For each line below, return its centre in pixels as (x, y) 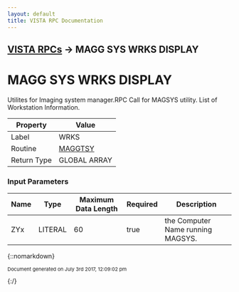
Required (142, 204)
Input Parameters (38, 181)
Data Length (97, 209)
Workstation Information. (44, 107)
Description (196, 204)
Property (32, 125)
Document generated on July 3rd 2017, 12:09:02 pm (67, 269)
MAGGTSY (76, 148)
